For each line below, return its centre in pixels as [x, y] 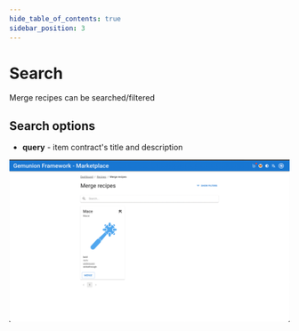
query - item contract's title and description [102, 148]
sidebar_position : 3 [48, 28]
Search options [53, 126]
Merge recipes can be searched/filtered [82, 98]
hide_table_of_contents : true [65, 19]
